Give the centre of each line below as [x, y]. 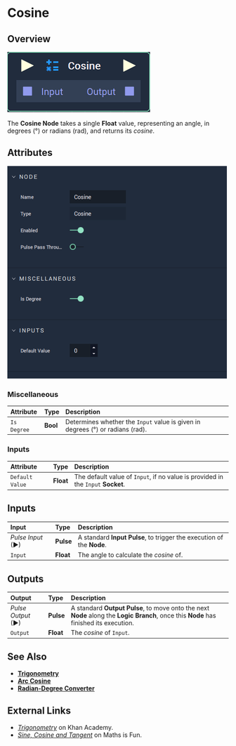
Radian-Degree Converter [56, 688]
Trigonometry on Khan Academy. [65, 728]
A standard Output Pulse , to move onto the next [140, 608]
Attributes [30, 153]
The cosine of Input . [100, 633]
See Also [27, 656]
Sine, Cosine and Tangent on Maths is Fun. [80, 735]
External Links [39, 711]
